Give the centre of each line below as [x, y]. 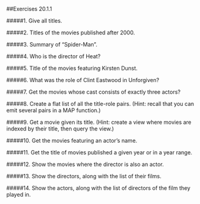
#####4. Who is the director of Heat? [54, 56]
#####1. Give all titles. [34, 21]
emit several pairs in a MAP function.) [54, 110]
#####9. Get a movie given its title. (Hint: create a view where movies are [99, 122]
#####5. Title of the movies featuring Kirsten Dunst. [72, 68]
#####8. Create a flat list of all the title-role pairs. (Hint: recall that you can [100, 104]
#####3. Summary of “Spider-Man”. [52, 44]
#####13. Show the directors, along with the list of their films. [84, 176]
